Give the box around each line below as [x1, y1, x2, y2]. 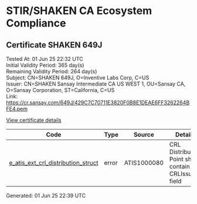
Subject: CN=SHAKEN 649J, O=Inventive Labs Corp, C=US [6, 74, 150, 81]
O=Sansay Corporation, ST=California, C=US [6, 87, 115, 93]
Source [134, 131, 154, 138]
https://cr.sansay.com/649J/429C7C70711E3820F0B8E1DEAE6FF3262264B [6, 99, 190, 106]
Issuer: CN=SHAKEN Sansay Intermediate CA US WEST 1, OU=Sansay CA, [6, 80, 186, 87]
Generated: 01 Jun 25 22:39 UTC [6, 192, 86, 199]
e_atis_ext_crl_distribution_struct [9, 159, 98, 166]
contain [169, 162, 191, 171]
